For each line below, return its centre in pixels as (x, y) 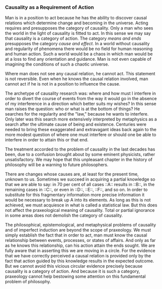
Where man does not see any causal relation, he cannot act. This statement (80, 74)
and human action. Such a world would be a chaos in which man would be (79, 54)
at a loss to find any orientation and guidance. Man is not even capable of (78, 59)
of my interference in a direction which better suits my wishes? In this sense (81, 104)
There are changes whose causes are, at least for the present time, (72, 174)
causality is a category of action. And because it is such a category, (73, 272)
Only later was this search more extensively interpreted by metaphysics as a (81, 119)
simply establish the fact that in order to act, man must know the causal (76, 235)
